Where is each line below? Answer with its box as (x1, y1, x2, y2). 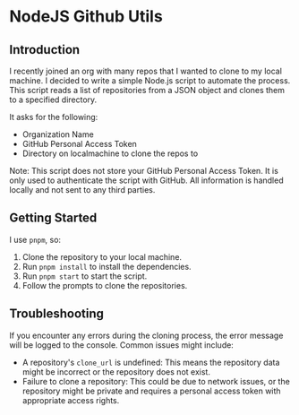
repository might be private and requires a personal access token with (21, 385, 281, 396)
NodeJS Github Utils (9, 6, 163, 27)
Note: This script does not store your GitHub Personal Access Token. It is (9, 166, 279, 176)
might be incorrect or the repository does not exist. (21, 366, 210, 377)
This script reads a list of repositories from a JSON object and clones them (9, 85, 285, 95)
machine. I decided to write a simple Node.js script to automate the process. (9, 75, 291, 86)
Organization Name (21, 129, 94, 140)
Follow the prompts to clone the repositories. (21, 280, 188, 290)
